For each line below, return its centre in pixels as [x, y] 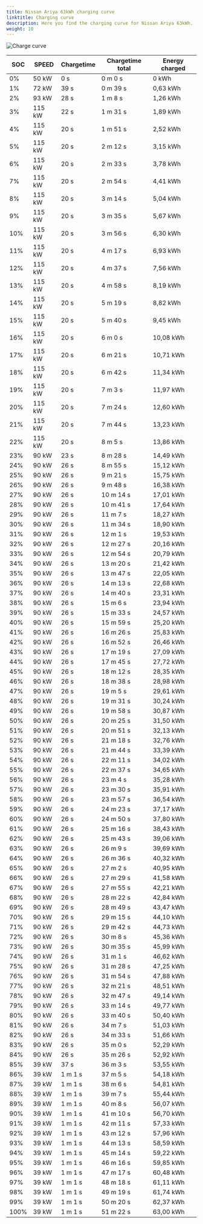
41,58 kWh [169, 878]
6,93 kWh [167, 251]
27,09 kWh [169, 652]
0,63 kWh [167, 88]
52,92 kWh [169, 1055]
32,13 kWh [169, 731]
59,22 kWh [169, 1153]
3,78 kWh [167, 164]
